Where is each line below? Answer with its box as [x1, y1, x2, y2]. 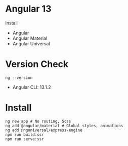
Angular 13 [5, 3, 52, 15]
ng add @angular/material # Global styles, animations [5, 123, 123, 128]
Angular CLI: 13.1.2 [12, 84, 52, 90]
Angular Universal [12, 40, 50, 46]
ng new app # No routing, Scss [5, 119, 71, 124]
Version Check [5, 59, 69, 70]
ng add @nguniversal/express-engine [5, 128, 82, 133]
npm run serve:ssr [5, 136, 44, 141]
